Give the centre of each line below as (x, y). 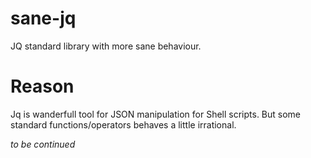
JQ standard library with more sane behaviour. (106, 46)
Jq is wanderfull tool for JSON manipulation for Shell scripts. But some (156, 114)
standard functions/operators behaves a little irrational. (123, 124)
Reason (42, 86)
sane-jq (43, 18)
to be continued (43, 144)
